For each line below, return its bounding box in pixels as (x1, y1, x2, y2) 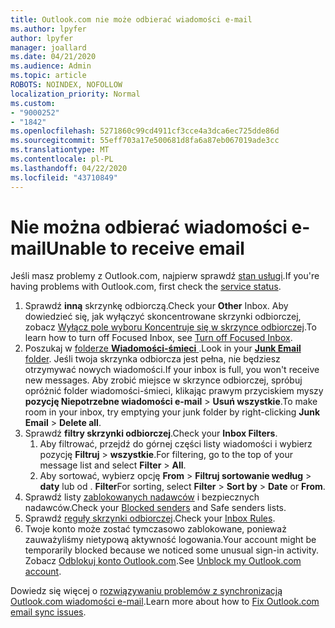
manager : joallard (10, 42, 87, 53)
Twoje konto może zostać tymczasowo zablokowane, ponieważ (24, 523, 287, 535)
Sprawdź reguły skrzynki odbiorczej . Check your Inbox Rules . (24, 512, 276, 525)
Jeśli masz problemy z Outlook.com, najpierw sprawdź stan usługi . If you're (10, 270, 320, 282)
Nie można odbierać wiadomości (10, 216, 288, 238)
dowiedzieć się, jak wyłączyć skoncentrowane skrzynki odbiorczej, (24, 311, 302, 323)
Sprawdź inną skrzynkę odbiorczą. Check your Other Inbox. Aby (24, 300, 289, 312)
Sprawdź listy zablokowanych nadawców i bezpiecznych (24, 491, 260, 503)
